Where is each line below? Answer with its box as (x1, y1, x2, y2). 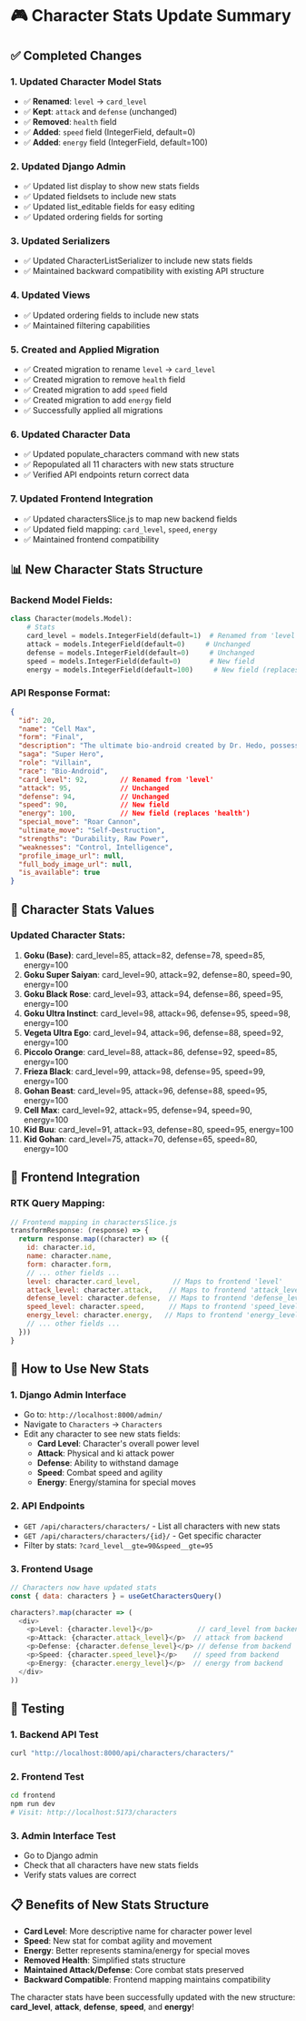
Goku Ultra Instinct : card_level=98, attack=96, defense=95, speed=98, (23, 1008, 291, 1019)
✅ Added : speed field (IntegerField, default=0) (23, 127, 196, 137)
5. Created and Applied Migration (10, 343, 160, 356)
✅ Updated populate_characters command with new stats (23, 449, 240, 460)
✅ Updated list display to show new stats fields (23, 181, 200, 192)
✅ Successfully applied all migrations (23, 405, 163, 416)
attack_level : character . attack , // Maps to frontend (26, 1285, 247, 1295)
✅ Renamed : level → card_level (23, 96, 148, 107)
